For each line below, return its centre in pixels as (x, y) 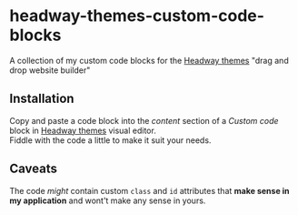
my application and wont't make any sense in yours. (108, 200)
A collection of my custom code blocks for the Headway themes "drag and (149, 60)
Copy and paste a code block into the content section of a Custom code (144, 120)
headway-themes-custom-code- (137, 16)
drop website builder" (50, 70)
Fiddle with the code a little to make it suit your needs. (110, 140)
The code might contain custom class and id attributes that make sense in (149, 190)
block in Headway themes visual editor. (83, 130)
